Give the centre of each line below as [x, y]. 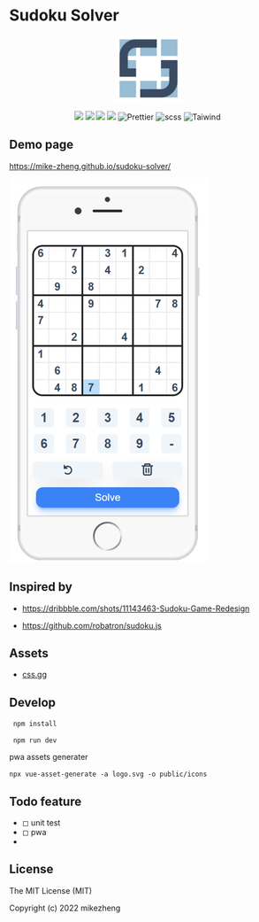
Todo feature [46, 801]
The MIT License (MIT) [51, 890]
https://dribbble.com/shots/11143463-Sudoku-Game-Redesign [136, 608]
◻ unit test [41, 823]
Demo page [42, 145]
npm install [35, 724]
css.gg [34, 675]
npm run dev [35, 740]
